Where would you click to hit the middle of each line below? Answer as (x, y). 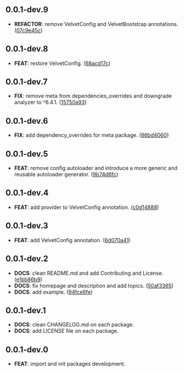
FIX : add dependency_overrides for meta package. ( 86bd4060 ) (91, 135)
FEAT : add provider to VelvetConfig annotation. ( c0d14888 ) (86, 207)
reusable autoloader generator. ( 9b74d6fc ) (66, 175)
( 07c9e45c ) (28, 30)
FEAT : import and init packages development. (70, 364)
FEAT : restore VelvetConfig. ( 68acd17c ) (62, 63)
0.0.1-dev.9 (27, 10)
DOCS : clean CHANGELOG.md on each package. (74, 324)
